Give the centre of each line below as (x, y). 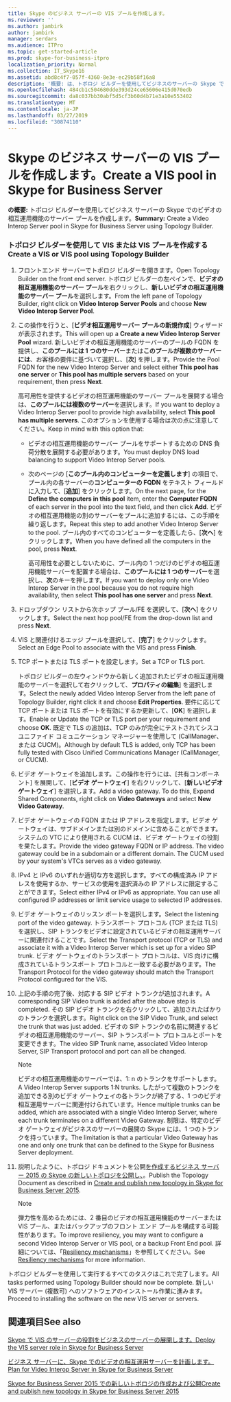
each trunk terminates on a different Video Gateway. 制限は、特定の (113, 1120)
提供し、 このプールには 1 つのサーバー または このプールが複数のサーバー (120, 350)
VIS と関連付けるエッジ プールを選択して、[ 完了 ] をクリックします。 (114, 639)
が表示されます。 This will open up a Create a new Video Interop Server (119, 333)
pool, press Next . (52, 549)
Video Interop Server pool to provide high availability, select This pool (116, 412)
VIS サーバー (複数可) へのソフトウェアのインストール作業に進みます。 (107, 1291)
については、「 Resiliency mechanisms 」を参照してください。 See (114, 1252)
